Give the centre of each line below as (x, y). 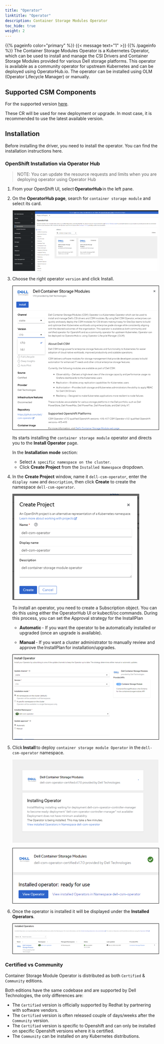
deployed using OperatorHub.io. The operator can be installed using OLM (79, 71)
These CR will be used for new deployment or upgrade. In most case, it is (79, 113)
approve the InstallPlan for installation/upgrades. (67, 648)
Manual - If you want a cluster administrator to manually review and (87, 642)
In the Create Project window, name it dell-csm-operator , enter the (79, 477)
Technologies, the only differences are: (44, 995)
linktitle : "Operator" (28, 15)
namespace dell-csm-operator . (44, 487)
